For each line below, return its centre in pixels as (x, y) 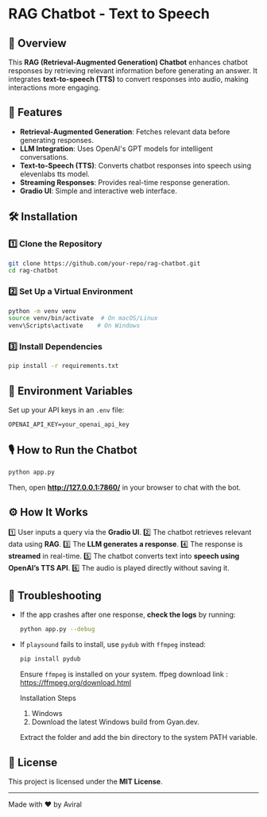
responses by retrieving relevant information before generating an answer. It (133, 71)
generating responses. (56, 140)
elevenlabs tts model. (54, 174)
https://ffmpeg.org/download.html (75, 683)
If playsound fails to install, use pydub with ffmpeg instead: (113, 645)
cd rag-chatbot (33, 271)
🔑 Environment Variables (71, 391)
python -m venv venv (43, 311)
